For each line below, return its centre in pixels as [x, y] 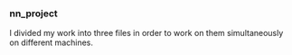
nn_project [34, 14]
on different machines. [51, 42]
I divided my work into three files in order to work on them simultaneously [146, 33]
